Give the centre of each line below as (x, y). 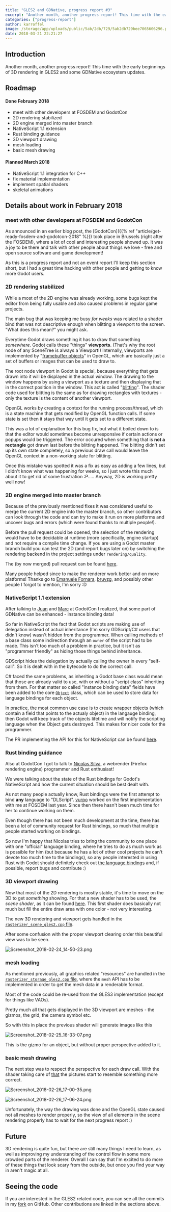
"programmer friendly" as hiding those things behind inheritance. (74, 651)
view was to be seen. (27, 939)
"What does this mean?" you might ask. (47, 329)
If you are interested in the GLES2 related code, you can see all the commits (85, 1198)
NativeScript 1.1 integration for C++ (49, 173)
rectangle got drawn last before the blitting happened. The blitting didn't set (85, 445)
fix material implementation (41, 178)
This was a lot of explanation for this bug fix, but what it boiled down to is (82, 428)
